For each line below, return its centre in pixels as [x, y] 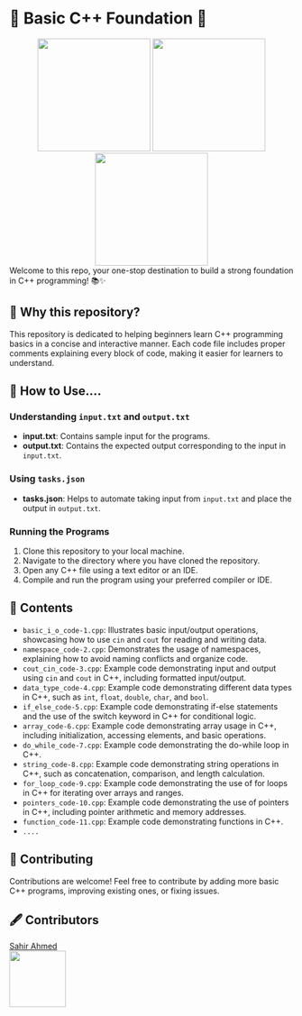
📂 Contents [41, 608]
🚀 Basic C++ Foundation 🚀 [108, 18]
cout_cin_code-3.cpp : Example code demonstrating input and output [149, 668]
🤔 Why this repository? [75, 312]
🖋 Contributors [54, 920]
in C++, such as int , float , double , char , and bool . [115, 697]
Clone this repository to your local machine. [103, 551]
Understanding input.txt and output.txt [100, 416]
